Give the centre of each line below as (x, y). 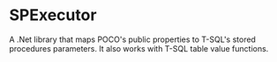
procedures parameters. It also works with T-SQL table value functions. (139, 48)
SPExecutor (53, 15)
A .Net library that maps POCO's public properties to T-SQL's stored (132, 39)
